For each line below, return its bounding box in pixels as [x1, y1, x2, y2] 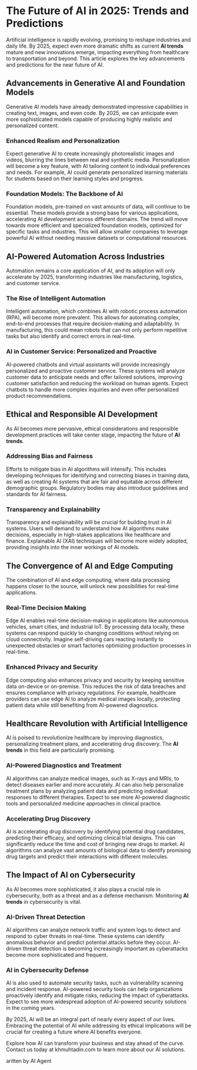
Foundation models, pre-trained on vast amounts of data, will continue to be [6, 203, 190, 210]
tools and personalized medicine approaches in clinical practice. [6, 800, 162, 807]
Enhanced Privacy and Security [6, 663, 98, 671]
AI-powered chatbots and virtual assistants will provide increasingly [6, 361, 171, 368]
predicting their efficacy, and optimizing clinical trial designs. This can [6, 834, 175, 841]
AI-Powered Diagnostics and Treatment [6, 761, 122, 770]
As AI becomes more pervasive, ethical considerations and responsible [6, 425, 178, 432]
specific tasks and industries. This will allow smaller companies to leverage [6, 228, 188, 235]
